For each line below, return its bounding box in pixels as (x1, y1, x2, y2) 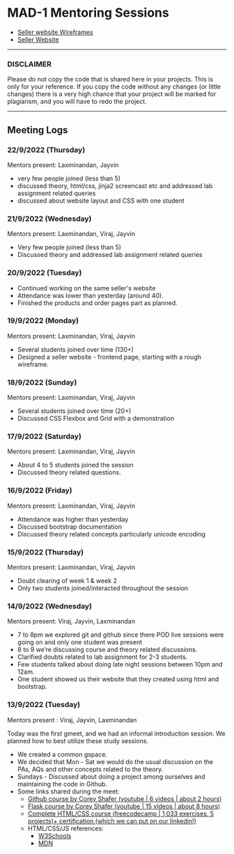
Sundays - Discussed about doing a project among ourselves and (17, 772, 205, 781)
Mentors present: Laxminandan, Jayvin (7, 160, 119, 169)
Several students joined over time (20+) (17, 407, 132, 415)
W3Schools (38, 831, 72, 840)
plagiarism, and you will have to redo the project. (7, 98, 148, 106)
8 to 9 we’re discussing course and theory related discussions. (17, 646, 198, 654)
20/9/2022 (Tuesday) (7, 268, 82, 278)
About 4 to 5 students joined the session (17, 461, 134, 469)
